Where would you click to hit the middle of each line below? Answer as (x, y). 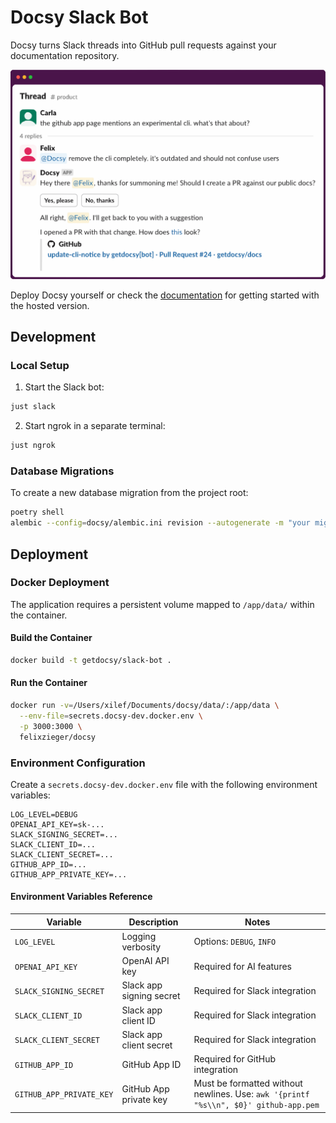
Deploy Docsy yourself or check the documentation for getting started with (165, 295)
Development (53, 337)
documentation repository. (65, 55)
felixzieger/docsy (58, 737)
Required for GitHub (235, 1059)
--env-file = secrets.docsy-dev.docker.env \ (111, 716)
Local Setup (40, 365)
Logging (139, 936)
